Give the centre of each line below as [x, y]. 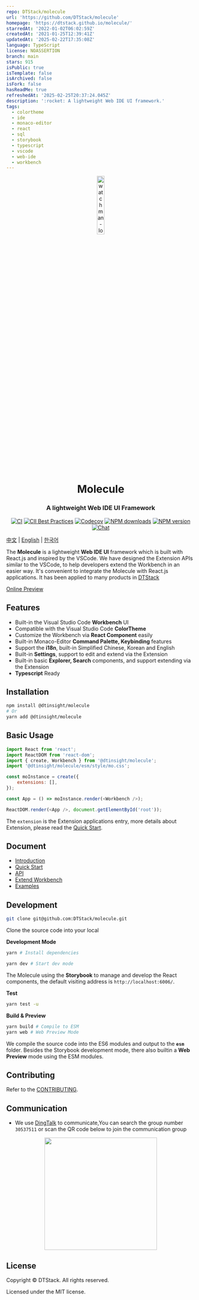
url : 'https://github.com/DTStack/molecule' [63, 17]
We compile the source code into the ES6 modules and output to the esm [95, 1043]
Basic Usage [30, 736]
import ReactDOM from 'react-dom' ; [51, 755]
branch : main [22, 56]
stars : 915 [20, 62]
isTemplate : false [29, 73]
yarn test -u [22, 1004]
